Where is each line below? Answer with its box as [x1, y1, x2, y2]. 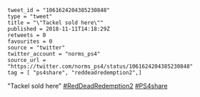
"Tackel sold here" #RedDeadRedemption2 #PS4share [7, 82, 168, 90]
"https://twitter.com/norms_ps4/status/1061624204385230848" [7, 63, 194, 70]
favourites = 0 [7, 38, 53, 45]
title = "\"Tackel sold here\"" [7, 19, 104, 26]
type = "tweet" [7, 13, 53, 20]
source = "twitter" [7, 44, 66, 51]
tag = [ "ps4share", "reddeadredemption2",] [7, 69, 142, 76]
